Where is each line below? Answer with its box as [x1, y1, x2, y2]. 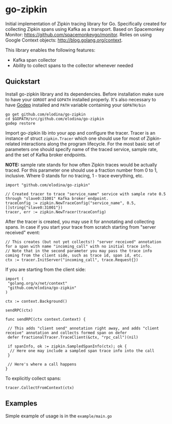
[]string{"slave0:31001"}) [5, 205, 63, 210]
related [5, 140, 20, 147]
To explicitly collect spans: [5, 375, 61, 381]
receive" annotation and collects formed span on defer [5, 330, 127, 335]
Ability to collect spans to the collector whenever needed [12, 62, 134, 68]
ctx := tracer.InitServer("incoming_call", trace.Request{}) [5, 257, 139, 263]
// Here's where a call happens [7, 361, 77, 367]
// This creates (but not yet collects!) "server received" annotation [5, 239, 161, 245]
